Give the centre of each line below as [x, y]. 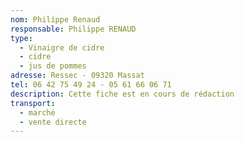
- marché [37, 112]
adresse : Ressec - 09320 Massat [77, 76]
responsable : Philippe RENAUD [73, 29]
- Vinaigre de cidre [62, 47]
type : [21, 38]
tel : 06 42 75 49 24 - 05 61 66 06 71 [91, 85]
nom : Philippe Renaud [55, 19]
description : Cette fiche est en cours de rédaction [122, 94]
